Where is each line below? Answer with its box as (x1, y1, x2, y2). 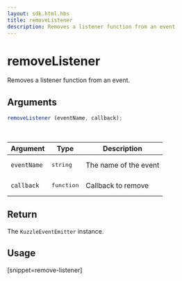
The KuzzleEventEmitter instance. (7, 227, 104, 235)
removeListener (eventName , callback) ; (7, 115, 123, 122)
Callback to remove (85, 180, 149, 190)
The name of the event (85, 160, 160, 170)
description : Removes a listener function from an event (7, 23, 176, 30)
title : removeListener (7, 17, 73, 24)
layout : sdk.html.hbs (7, 10, 70, 17)
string (51, 161, 73, 168)
